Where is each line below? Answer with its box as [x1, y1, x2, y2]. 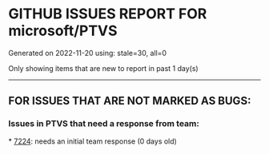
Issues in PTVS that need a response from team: [8, 118, 200, 129]
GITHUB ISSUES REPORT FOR [8, 5, 207, 23]
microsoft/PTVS [8, 22, 118, 40]
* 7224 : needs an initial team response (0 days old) [8, 136, 178, 146]
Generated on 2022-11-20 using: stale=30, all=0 [8, 48, 167, 57]
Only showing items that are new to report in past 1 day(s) [8, 63, 199, 73]
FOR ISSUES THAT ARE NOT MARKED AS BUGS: [8, 94, 251, 108]
